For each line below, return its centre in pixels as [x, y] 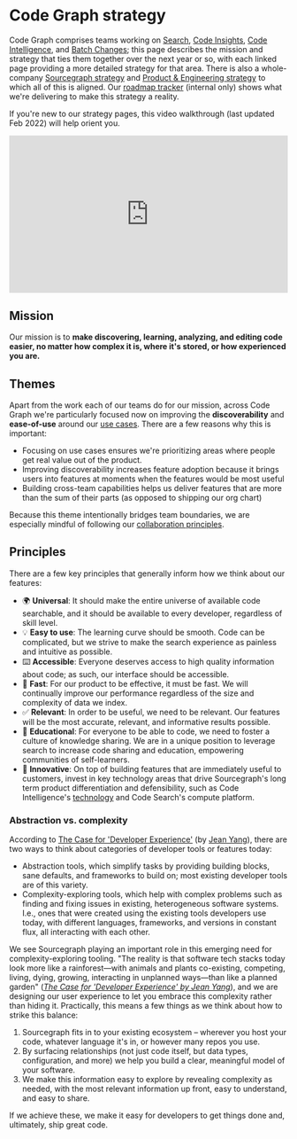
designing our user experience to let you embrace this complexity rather [141, 996]
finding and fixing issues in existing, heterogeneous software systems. [150, 904]
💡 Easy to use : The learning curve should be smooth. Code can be [143, 632]
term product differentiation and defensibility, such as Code [130, 788]
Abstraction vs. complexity [69, 820]
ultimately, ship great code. [59, 1125]
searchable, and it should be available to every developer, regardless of [152, 613]
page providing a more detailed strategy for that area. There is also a [134, 68]
